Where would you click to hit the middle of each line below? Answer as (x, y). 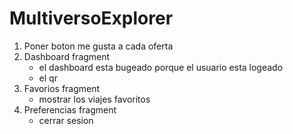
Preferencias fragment (70, 109)
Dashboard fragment (67, 56)
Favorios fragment (62, 88)
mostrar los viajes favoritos (94, 99)
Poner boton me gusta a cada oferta (98, 46)
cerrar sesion (66, 120)
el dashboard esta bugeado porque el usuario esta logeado (161, 67)
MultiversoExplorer (91, 18)
